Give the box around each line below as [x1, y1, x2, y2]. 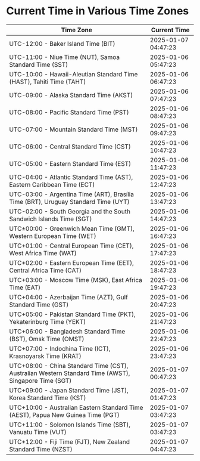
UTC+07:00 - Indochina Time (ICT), [9, 344, 111, 352]
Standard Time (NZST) [9, 445, 73, 453]
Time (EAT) [9, 283, 40, 292]
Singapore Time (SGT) [9, 376, 72, 385]
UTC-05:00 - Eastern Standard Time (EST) [9, 159, 132, 168]
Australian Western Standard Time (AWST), [9, 369, 130, 377]
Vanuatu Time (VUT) [9, 428, 67, 436]
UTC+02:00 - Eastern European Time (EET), [9, 258, 134, 267]
